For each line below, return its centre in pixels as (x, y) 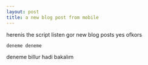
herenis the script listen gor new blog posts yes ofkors (74, 34)
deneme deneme (24, 46)
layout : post (23, 12)
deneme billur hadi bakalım (40, 57)
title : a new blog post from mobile (52, 17)
